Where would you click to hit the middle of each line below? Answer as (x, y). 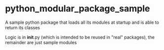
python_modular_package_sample (78, 9)
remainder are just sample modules (41, 42)
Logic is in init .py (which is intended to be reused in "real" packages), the (80, 37)
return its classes (23, 27)
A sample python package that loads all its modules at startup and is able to (82, 22)
